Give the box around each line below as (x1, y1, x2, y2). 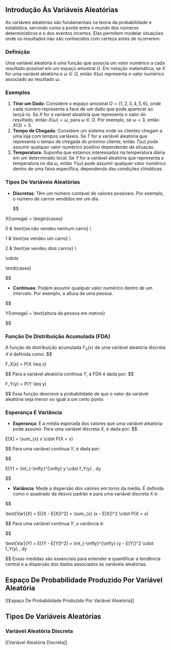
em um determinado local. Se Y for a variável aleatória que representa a (12, 155, 164, 161)
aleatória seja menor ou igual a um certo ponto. (5, 396, 105, 402)
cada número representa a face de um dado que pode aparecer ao (12, 106, 153, 112)
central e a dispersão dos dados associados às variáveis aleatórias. (5, 561, 148, 567)
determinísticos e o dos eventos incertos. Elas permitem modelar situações (5, 30, 163, 36)
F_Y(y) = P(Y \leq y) (5, 380, 47, 387)
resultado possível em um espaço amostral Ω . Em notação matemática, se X (5, 65, 165, 72)
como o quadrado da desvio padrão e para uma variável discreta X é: (12, 491, 159, 497)
